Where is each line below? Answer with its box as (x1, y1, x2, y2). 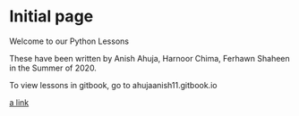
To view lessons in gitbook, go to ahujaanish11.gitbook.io (9, 79, 218, 90)
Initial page (9, 6, 94, 27)
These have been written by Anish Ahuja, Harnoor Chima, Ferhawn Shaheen (9, 53, 290, 63)
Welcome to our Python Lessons (9, 36, 130, 46)
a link (9, 96, 30, 108)
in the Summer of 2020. (9, 62, 97, 73)
